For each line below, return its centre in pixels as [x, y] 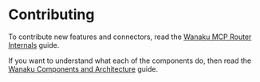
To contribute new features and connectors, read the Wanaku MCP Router [130, 37]
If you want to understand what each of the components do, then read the [130, 61]
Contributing [51, 15]
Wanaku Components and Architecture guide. [83, 68]
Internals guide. [34, 45]
